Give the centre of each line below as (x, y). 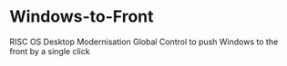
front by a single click (50, 51)
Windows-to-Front (82, 17)
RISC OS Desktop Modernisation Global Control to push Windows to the (144, 42)
